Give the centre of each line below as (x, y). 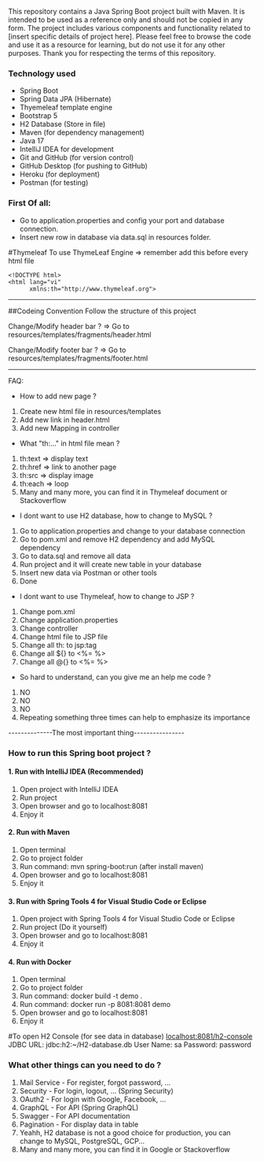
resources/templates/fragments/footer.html (78, 358)
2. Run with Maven (39, 832)
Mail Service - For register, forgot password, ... (95, 1082)
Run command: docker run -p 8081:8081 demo (95, 1005)
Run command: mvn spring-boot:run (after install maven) (112, 866)
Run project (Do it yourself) (63, 927)
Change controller (49, 628)
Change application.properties (69, 620)
